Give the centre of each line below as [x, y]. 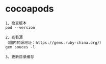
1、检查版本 [16, 23]
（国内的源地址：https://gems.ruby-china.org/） [54, 43]
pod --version [20, 27]
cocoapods [30, 9]
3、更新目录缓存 [20, 57]
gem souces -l [20, 47]
